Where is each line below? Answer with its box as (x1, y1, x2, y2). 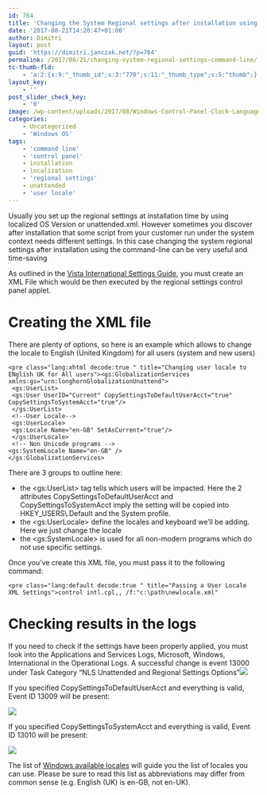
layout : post (8, 41, 52, 49)
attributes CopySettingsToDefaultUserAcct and (19, 491, 173, 501)
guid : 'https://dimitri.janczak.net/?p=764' (8, 48, 158, 56)
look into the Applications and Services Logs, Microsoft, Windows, (8, 650, 226, 659)
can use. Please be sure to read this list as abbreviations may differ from (8, 769, 245, 778)
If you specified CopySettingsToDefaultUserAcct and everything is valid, (8, 683, 245, 692)
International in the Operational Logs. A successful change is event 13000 (8, 657, 250, 668)
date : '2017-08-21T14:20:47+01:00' (8, 26, 126, 34)
